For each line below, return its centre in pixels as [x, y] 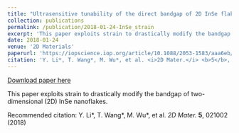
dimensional [25, 101]
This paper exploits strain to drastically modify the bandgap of [99, 93]
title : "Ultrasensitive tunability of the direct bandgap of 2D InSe [113, 14]
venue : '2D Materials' [41, 47]
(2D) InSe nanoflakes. [76, 101]
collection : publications [46, 21]
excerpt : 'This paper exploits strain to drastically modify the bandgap [119, 34]
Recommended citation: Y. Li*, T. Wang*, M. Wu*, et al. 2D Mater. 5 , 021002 [118, 115]
